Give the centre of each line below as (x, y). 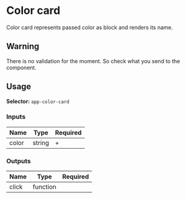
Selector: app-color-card (38, 101)
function (44, 187)
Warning (23, 46)
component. (21, 67)
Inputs (16, 117)
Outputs (19, 161)
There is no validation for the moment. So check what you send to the (93, 61)
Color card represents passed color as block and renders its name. (90, 27)
